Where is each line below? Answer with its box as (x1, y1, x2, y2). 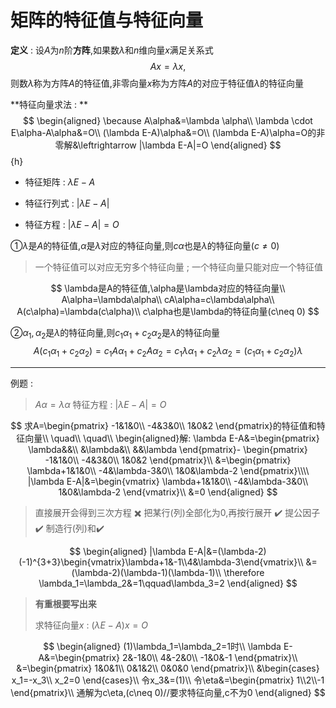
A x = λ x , (149, 60, 187, 72)
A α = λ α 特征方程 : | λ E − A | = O (34, 398, 167, 410)
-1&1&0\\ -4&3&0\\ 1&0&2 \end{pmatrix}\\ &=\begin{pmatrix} (44, 454, 292, 466)
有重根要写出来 (34, 597, 97, 610)
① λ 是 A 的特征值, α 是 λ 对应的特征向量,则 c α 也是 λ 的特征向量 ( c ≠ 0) (10, 239, 280, 251)
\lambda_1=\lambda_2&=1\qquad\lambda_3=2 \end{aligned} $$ (38, 577, 298, 589)
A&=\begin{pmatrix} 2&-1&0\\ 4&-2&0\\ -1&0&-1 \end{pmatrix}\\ (38, 651, 298, 663)
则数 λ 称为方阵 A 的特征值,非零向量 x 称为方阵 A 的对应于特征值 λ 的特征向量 (10, 77, 305, 89)
